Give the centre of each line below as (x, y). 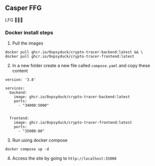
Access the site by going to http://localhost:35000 (64, 158)
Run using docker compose (40, 140)
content (20, 71)
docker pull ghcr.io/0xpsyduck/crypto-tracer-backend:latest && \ (74, 52)
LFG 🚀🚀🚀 (14, 20)
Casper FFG (23, 8)
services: (15, 88)
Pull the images (28, 43)
